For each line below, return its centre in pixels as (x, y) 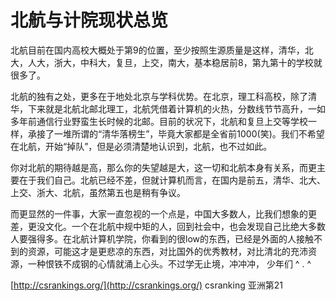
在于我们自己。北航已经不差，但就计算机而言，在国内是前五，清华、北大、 (172, 180)
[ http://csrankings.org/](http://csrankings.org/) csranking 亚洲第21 (146, 285)
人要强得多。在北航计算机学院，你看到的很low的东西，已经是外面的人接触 (162, 238)
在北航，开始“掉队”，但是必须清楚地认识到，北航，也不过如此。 (141, 146)
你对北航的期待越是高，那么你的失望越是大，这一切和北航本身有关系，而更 (163, 167)
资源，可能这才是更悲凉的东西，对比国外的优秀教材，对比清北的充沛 (167, 251)
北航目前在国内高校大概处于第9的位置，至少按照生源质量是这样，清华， (157, 50)
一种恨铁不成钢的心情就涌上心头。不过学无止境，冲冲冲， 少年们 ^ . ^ (169, 263)
